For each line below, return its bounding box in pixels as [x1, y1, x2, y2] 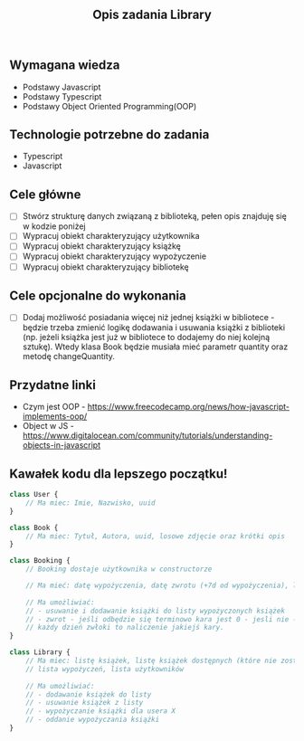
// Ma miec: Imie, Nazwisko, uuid [25, 498, 156, 508]
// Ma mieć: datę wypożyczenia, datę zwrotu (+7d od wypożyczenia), [25, 581, 290, 591]
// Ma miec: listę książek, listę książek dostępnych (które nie [25, 656, 278, 666]
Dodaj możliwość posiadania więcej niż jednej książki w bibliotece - [22, 312, 275, 323]
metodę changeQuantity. [22, 351, 116, 362]
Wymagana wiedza [9, 58, 120, 73]
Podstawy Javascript [22, 81, 101, 92]
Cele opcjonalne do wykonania [9, 288, 187, 303]
